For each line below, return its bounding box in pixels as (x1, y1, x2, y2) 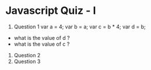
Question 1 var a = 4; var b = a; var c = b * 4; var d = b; (13, 23, 146, 30)
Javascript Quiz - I (5, 4, 96, 17)
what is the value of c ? (13, 40, 70, 47)
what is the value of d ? (13, 34, 71, 41)
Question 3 (13, 58, 41, 65)
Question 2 (13, 51, 41, 58)
